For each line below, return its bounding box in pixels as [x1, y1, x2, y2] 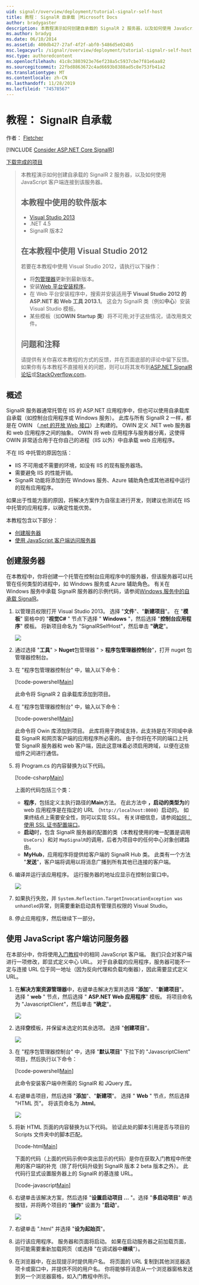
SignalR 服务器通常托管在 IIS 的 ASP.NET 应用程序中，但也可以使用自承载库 [6, 407, 190, 414]
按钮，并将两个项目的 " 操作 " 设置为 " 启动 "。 [14, 1201, 123, 1208]
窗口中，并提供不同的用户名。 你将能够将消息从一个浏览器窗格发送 [30, 1265, 193, 1272]
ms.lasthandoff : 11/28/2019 [6, 81, 76, 87]
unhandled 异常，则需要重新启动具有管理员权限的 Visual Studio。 [14, 902, 171, 909]
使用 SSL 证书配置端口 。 [23, 821, 84, 828]
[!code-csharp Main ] [14, 773, 64, 781]
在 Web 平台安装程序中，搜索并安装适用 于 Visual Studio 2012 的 [29, 291, 187, 298]
